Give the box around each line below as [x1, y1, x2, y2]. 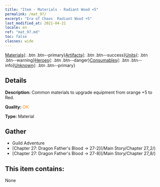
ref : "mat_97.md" [5, 30, 40, 34]
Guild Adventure [12, 140, 45, 146]
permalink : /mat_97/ [5, 12, 47, 17]
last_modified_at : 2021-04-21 [5, 20, 66, 26]
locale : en [5, 25, 27, 30]
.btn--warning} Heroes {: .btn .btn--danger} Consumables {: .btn [5, 57, 129, 63]
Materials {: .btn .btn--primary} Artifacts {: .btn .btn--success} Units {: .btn [5, 52, 148, 58]
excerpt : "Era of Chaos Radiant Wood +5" [5, 16, 92, 21]
